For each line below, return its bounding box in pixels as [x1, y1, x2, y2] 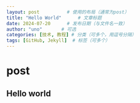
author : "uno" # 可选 [6, 26, 77, 32]
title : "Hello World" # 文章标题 [6, 15, 103, 21]
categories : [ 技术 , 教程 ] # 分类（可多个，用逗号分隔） [6, 32, 137, 38]
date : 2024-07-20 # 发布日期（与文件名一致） [6, 20, 128, 26]
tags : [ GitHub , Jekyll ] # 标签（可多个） [6, 37, 111, 44]
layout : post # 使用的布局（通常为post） [6, 9, 130, 15]
